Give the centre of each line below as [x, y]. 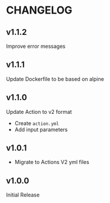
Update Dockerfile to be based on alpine [55, 79]
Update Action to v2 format [39, 112]
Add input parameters [41, 129]
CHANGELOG [39, 10]
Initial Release [23, 195]
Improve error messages [36, 46]
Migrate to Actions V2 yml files [52, 162]
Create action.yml [37, 123]
